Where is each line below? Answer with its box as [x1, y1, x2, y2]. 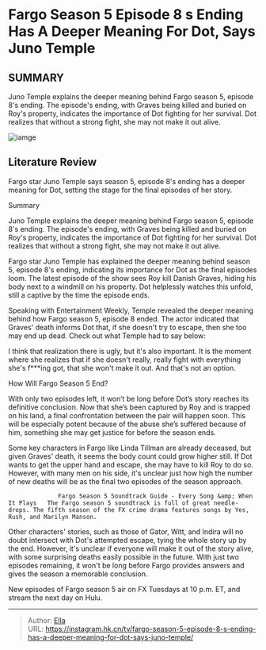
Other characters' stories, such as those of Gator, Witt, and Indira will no [8, 526, 244, 537]
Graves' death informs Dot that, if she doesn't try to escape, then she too [8, 322, 247, 332]
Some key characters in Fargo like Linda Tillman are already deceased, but [8, 443, 252, 452]
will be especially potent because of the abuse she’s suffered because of [8, 419, 247, 429]
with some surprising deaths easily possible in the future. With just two [8, 552, 240, 561]
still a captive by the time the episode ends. [8, 290, 150, 299]
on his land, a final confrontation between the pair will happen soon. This [8, 410, 246, 420]
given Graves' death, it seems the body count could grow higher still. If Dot [8, 451, 253, 461]
